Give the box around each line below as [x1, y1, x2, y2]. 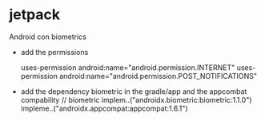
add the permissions [20, 47, 89, 57]
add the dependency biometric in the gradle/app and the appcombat [20, 86, 247, 96]
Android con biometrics [9, 32, 86, 41]
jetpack [9, 6, 61, 24]
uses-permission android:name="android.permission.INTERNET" [20, 62, 235, 72]
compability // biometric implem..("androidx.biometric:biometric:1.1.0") [20, 95, 252, 104]
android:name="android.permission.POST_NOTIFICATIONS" [59, 71, 258, 80]
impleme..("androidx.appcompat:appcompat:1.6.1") [20, 103, 188, 113]
